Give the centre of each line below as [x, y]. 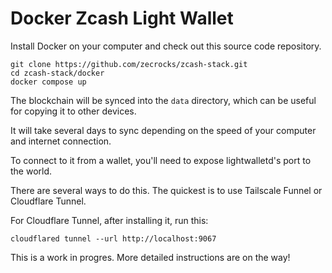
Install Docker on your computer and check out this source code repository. [166, 46]
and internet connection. [61, 141]
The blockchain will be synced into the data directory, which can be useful [163, 100]
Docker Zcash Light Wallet [122, 18]
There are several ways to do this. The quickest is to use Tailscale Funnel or [166, 190]
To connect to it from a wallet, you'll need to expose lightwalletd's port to [161, 160]
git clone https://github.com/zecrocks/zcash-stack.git [129, 64]
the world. [31, 171]
